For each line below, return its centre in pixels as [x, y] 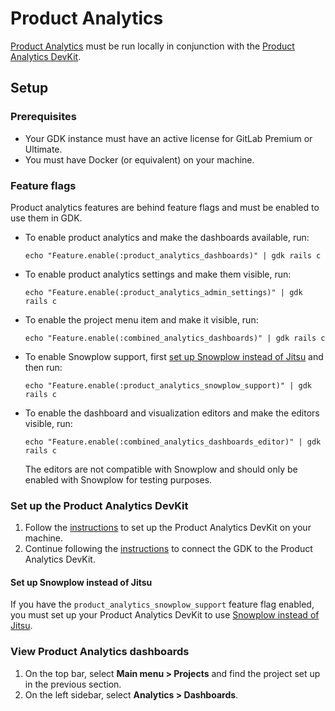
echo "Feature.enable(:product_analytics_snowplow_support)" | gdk [168, 385]
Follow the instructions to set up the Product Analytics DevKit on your [168, 528]
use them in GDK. [46, 218]
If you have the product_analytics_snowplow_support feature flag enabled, [162, 604]
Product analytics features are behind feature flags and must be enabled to [165, 207]
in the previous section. [73, 684]
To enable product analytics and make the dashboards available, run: [167, 237]
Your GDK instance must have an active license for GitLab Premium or [168, 138]
